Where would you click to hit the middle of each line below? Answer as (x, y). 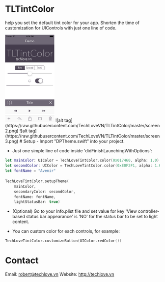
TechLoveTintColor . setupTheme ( (37, 181)
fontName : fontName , (35, 197)
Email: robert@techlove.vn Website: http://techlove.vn (60, 274)
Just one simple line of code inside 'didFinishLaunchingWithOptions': (82, 151)
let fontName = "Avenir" (30, 171)
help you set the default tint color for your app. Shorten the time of (72, 23)
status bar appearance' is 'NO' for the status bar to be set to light (92, 217)
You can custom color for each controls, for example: (66, 231)
